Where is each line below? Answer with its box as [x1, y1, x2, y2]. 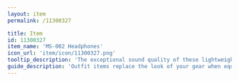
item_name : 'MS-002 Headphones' [7, 43, 103, 50]
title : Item [7, 30, 43, 37]
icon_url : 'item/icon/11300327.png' [7, 50, 116, 57]
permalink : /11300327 [7, 17, 72, 24]
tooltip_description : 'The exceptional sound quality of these [7, 56, 199, 64]
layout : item [7, 10, 46, 18]
